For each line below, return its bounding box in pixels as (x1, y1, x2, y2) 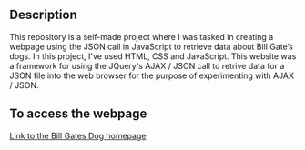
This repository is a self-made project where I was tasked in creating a (9, 31, 274, 42)
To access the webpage (9, 106, 147, 122)
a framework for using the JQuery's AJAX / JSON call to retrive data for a (9, 60, 285, 71)
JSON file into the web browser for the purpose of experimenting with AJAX (9, 70, 294, 81)
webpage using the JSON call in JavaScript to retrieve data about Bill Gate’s (9, 41, 293, 52)
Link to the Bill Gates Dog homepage (9, 130, 147, 141)
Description (9, 7, 77, 23)
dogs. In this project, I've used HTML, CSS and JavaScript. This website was (9, 50, 297, 62)
